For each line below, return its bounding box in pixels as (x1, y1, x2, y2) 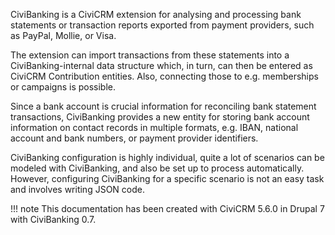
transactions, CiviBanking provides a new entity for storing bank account (10, 111, 310, 123)
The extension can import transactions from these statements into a (10, 49, 290, 61)
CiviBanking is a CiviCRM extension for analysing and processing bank (10, 9, 302, 20)
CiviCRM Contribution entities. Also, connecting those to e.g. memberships (10, 70, 319, 82)
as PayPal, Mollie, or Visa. (10, 30, 117, 41)
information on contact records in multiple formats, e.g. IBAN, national (10, 122, 299, 133)
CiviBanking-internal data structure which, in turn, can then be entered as (10, 60, 313, 71)
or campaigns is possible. (10, 81, 117, 93)
